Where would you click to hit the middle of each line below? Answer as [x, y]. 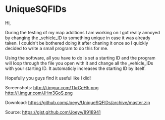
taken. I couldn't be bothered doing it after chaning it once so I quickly [77, 43]
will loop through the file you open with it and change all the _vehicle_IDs [79, 63]
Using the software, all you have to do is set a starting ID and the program [80, 58]
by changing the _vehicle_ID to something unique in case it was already [78, 38]
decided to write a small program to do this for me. [57, 48]
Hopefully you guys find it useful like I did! [48, 78]
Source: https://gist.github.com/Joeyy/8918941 [53, 112]
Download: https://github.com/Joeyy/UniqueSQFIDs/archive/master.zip [78, 102]
